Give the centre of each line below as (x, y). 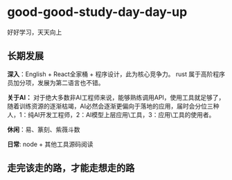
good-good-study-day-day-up (97, 12)
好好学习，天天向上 (35, 32)
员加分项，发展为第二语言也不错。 (56, 82)
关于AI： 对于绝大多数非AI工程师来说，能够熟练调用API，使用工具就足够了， (116, 97)
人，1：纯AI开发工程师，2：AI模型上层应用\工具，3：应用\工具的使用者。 (111, 114)
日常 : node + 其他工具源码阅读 (50, 144)
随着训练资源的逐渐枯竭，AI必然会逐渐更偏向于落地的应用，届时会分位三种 (113, 106)
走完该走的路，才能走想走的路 (71, 168)
